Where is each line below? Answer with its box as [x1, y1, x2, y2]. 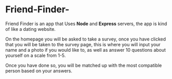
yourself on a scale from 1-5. [5, 52, 66, 58]
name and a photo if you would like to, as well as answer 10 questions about [5, 47, 166, 53]
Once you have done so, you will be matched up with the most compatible [5, 62, 162, 68]
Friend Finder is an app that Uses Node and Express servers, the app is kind [5, 21, 167, 27]
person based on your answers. [5, 68, 73, 74]
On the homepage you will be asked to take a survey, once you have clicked [5, 36, 166, 42]
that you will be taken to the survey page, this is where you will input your [5, 41, 161, 47]
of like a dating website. [5, 26, 56, 32]
